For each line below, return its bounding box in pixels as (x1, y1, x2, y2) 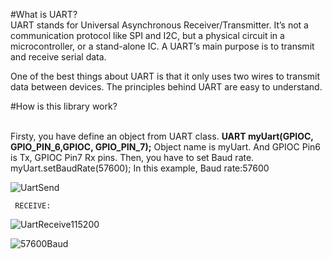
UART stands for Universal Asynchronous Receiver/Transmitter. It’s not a (10, 19, 309, 31)
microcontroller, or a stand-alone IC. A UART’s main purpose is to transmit (10, 40, 315, 52)
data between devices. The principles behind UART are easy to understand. (10, 81, 323, 93)
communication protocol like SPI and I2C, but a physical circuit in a (10, 30, 285, 41)
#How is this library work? (10, 100, 118, 112)
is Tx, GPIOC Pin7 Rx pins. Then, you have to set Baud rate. (10, 152, 255, 163)
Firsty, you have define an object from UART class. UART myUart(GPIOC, (10, 130, 314, 142)
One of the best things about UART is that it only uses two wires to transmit (10, 70, 321, 82)
